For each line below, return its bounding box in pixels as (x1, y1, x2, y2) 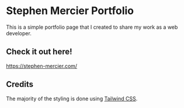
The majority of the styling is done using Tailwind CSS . (6, 95, 138, 102)
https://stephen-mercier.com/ (6, 62, 78, 69)
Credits (6, 79, 34, 89)
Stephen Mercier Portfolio (6, 4, 134, 18)
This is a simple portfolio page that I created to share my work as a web (6, 23, 178, 31)
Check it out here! (6, 47, 72, 57)
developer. (6, 29, 32, 36)
